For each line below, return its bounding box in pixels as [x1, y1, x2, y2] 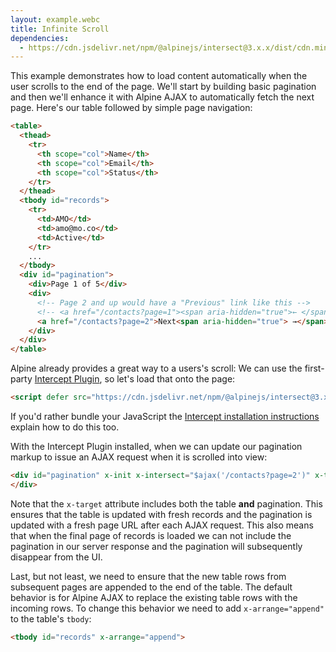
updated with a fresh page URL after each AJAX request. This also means [10, 519, 314, 531]
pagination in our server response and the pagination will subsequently [10, 540, 303, 552]
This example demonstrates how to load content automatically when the [10, 70, 308, 82]
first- [304, 362, 325, 375]
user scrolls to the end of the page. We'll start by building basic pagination [10, 81, 317, 93]
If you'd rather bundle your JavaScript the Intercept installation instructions [10, 411, 320, 422]
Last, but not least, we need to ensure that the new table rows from [10, 570, 287, 582]
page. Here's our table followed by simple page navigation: [10, 102, 253, 114]
